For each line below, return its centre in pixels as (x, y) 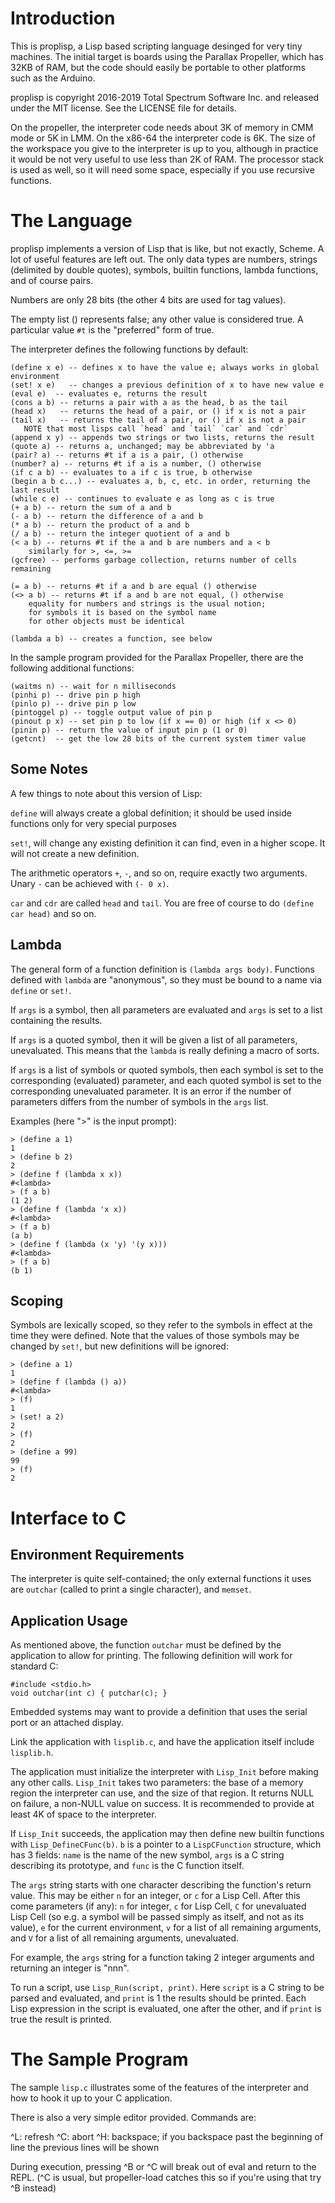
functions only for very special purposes (93, 823)
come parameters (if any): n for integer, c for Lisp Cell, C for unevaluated (158, 1906)
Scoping (37, 1300)
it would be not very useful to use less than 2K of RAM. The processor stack (167, 159)
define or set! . (41, 990)
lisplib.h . (32, 1753)
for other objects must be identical (107, 621)
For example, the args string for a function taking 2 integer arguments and (162, 1958)
